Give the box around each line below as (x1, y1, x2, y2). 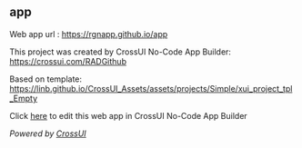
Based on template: (9, 74, 83, 84)
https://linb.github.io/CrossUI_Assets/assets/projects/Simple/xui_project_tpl (9, 83, 293, 94)
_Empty (9, 93, 38, 104)
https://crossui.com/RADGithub (9, 55, 127, 66)
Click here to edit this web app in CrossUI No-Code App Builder (9, 110, 247, 121)
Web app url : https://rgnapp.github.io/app (9, 28, 168, 39)
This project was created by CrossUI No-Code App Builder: (9, 46, 232, 57)
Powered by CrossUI (9, 128, 86, 139)
